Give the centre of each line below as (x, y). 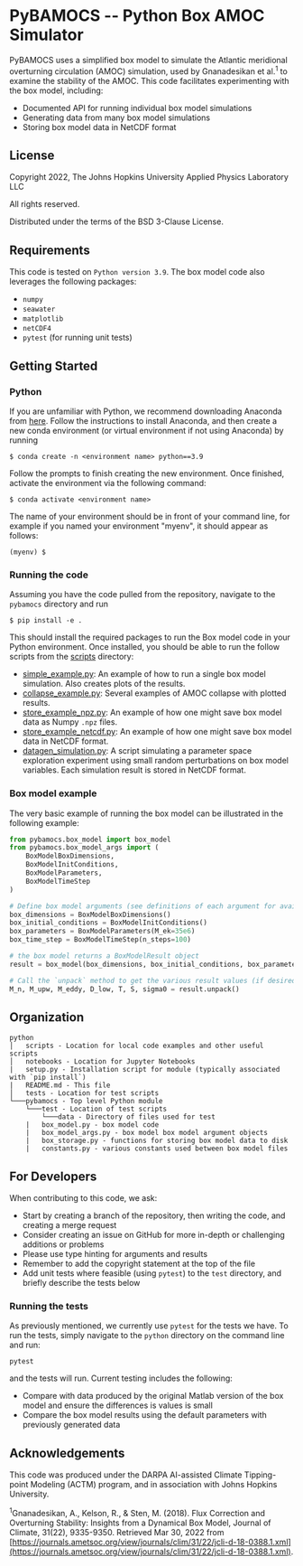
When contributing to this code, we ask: (83, 1198)
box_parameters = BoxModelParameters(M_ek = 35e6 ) (102, 932)
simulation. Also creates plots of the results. (104, 684)
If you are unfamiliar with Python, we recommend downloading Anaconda (146, 411)
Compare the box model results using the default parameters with (145, 1415)
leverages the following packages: (73, 282)
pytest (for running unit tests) (77, 338)
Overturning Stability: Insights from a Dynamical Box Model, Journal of (140, 1523)
